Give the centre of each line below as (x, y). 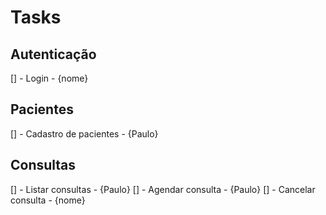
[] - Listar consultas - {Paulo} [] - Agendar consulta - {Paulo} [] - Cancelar (163, 189)
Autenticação (53, 54)
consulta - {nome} (48, 200)
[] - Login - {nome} (49, 78)
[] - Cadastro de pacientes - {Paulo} (84, 133)
